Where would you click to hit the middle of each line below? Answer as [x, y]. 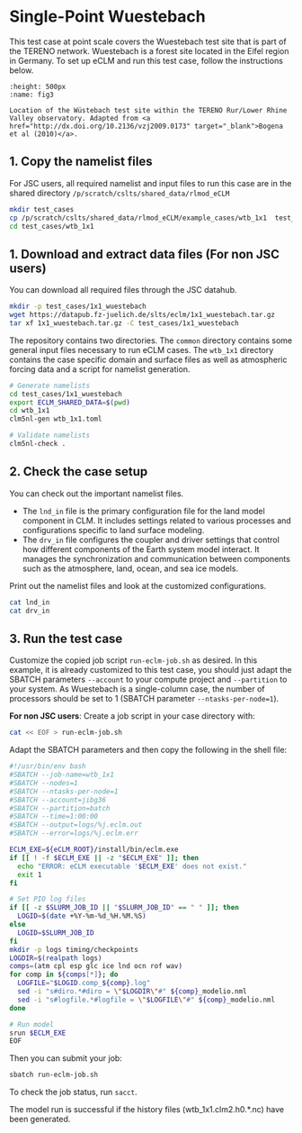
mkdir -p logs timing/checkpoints [74, 949]
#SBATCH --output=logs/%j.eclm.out [76, 825]
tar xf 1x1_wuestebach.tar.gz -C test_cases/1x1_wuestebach [124, 323]
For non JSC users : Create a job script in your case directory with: [133, 716]
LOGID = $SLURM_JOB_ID [56, 933]
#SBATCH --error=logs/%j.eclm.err [74, 834]
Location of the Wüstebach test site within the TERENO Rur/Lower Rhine [148, 110]
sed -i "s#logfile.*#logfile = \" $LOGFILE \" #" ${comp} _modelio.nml [147, 1000]
